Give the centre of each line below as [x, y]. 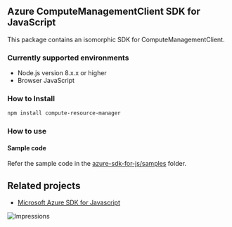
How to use [27, 131]
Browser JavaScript [46, 81]
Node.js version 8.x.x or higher [62, 73]
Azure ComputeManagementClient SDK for [104, 12]
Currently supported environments [68, 58]
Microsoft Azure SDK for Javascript [69, 202]
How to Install [31, 99]
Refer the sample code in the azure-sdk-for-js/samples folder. [97, 164]
